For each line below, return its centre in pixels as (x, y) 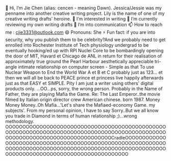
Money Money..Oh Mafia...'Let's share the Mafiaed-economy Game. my (80, 105)
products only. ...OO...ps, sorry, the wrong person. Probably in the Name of (84, 89)
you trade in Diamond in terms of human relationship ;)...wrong (71, 116)
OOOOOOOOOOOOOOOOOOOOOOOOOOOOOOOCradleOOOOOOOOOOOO (86, 138)
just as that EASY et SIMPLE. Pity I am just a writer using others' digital (79, 83)
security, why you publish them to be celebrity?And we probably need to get (86, 39)
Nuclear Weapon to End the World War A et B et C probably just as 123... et (84, 72)
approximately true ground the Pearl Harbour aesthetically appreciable (80, 61)
